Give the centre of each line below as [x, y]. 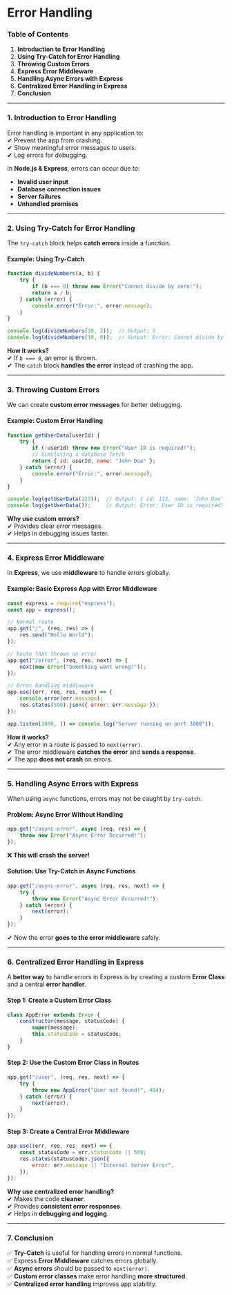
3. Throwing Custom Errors [54, 390]
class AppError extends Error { [54, 1015]
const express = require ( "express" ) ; [61, 603]
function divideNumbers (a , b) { [54, 274]
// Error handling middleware [51, 686]
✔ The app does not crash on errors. [60, 759]
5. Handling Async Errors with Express [73, 784]
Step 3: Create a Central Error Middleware [68, 1131]
